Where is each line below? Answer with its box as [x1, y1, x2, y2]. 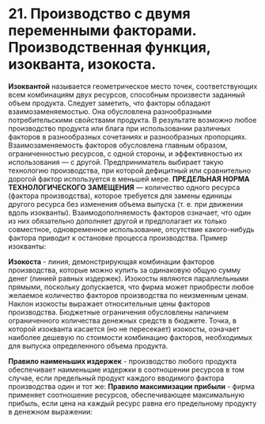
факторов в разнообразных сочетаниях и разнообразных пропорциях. [8, 132, 248, 141]
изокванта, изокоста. [8, 55, 157, 74]
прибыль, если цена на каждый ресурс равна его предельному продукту [8, 398, 257, 408]
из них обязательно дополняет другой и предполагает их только [8, 216, 227, 226]
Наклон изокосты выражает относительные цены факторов [8, 299, 210, 308]
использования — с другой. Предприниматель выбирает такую [8, 157, 224, 166]
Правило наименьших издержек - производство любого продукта [8, 356, 237, 365]
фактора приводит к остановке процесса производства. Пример [8, 233, 228, 243]
